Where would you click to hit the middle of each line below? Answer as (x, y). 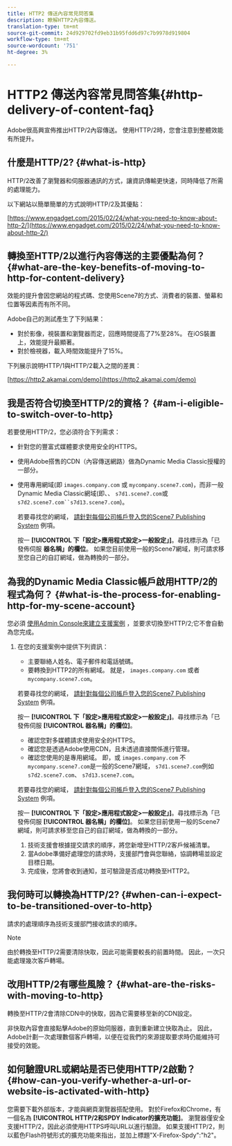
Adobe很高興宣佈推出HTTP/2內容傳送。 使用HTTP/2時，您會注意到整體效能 (115, 130)
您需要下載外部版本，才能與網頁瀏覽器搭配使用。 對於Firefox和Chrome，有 (114, 1109)
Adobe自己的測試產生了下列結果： (56, 319)
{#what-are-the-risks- (166, 985)
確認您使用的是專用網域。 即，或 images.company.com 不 (107, 758)
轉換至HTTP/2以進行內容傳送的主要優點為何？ (106, 256)
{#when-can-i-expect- (171, 895)
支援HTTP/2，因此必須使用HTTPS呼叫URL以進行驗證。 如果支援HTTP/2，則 (116, 1126)
